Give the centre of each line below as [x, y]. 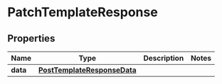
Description [164, 58]
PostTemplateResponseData [87, 70]
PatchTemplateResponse [83, 12]
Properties [31, 38]
